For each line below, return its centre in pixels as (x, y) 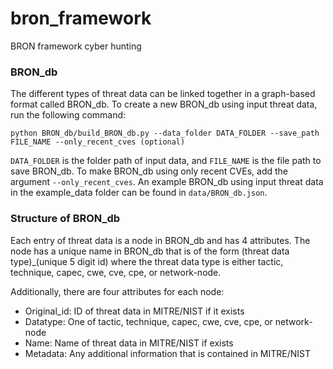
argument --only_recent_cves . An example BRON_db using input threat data (167, 182)
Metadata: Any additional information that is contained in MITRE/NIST (168, 353)
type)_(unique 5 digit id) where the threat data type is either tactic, (147, 261)
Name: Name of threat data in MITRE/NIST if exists (129, 343)
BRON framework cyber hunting (76, 46)
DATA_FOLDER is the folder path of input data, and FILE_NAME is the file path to (166, 161)
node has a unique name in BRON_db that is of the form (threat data (150, 251)
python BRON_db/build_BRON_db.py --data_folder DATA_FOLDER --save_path (165, 133)
